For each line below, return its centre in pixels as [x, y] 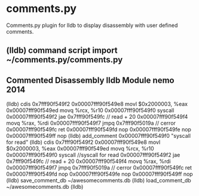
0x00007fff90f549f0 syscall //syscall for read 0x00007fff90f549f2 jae [93, 155]
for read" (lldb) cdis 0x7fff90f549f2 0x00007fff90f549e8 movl [83, 142]
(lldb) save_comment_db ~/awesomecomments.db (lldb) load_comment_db [99, 180]
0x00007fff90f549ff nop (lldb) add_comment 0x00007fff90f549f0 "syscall [99, 136]
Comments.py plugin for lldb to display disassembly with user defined [92, 25]
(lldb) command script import [62, 51]
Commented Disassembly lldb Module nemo [90, 80]
